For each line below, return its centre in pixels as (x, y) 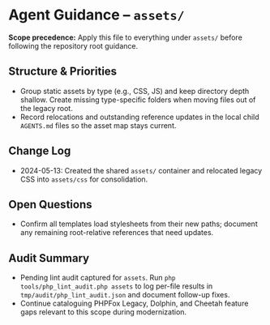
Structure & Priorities (63, 72)
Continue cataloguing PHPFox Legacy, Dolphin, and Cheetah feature (134, 304)
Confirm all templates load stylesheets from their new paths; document (139, 224)
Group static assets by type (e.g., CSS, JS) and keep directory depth (135, 91)
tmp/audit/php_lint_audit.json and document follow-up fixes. (125, 295)
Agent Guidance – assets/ (96, 15)
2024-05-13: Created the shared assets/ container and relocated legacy (141, 170)
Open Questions (50, 204)
